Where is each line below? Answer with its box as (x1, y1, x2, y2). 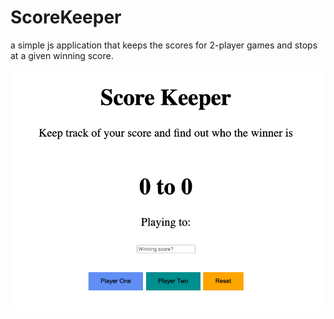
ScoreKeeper (10, 6, 122, 29)
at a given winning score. (10, 49, 114, 61)
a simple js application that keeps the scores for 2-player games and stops (10, 39, 318, 51)
